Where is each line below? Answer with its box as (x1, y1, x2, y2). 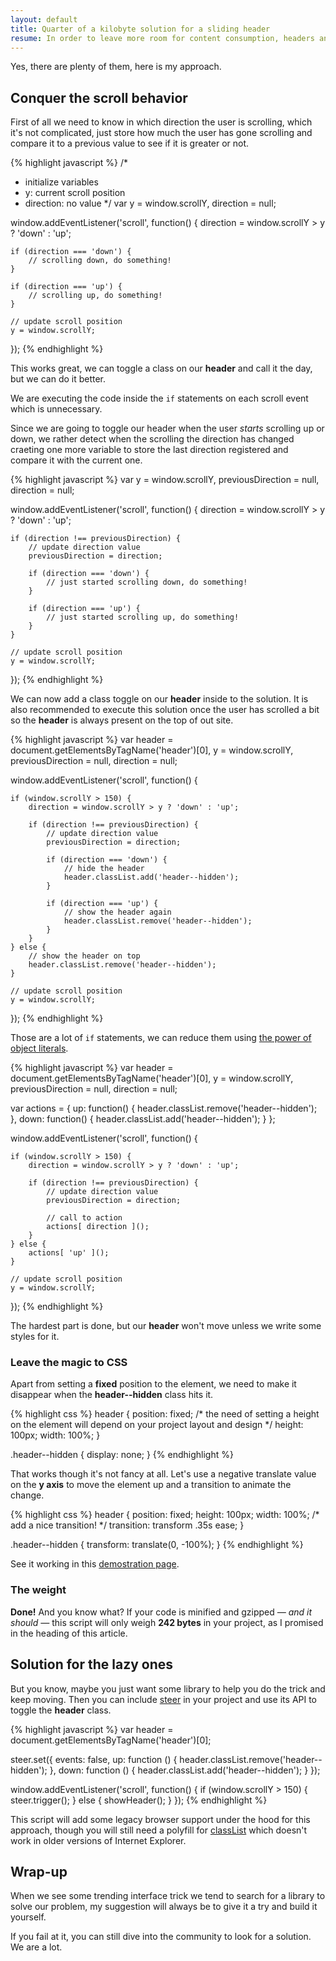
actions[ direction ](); (46, 1222, 150, 1232)
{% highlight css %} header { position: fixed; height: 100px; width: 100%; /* (10, 1509, 320, 1521)
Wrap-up (10, 1863, 68, 1880)
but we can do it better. (10, 373, 107, 385)
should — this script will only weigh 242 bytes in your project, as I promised (10, 1616, 324, 1628)
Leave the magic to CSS (10, 1356, 128, 1370)
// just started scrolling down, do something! (46, 577, 248, 588)
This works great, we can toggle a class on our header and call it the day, (10, 362, 313, 375)
